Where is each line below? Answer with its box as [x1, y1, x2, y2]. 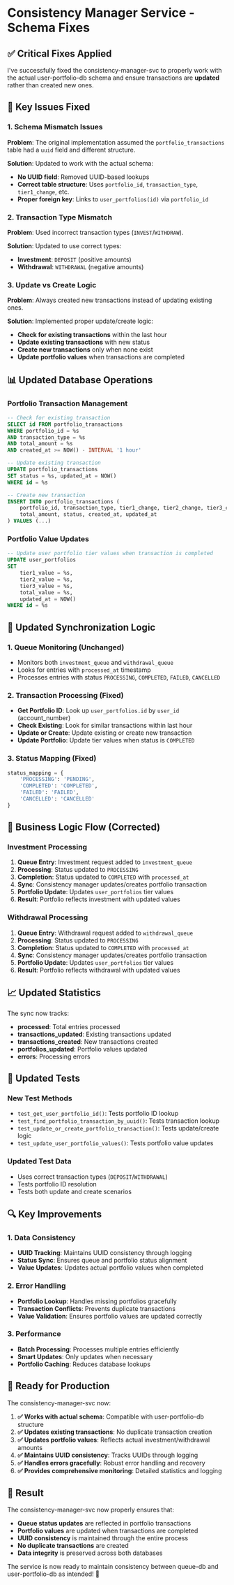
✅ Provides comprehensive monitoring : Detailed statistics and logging [17, 1466, 222, 1475]
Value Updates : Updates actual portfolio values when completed [17, 1263, 204, 1272]
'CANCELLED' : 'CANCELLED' [19, 796, 95, 803]
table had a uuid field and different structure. [7, 145, 136, 154]
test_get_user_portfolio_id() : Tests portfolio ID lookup [17, 1110, 179, 1118]
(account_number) [17, 714, 71, 722]
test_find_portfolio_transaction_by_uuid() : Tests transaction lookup [17, 1117, 220, 1125]
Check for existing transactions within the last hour [17, 331, 167, 339]
